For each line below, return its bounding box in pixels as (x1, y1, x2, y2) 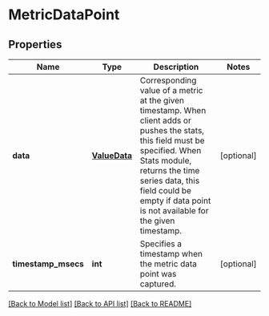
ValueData (91, 150, 133, 161)
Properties (8, 38, 62, 51)
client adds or (139, 115, 192, 126)
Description (153, 62, 199, 72)
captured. (139, 278, 176, 290)
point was (139, 269, 177, 279)
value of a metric (139, 85, 203, 95)
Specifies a (139, 238, 183, 249)
